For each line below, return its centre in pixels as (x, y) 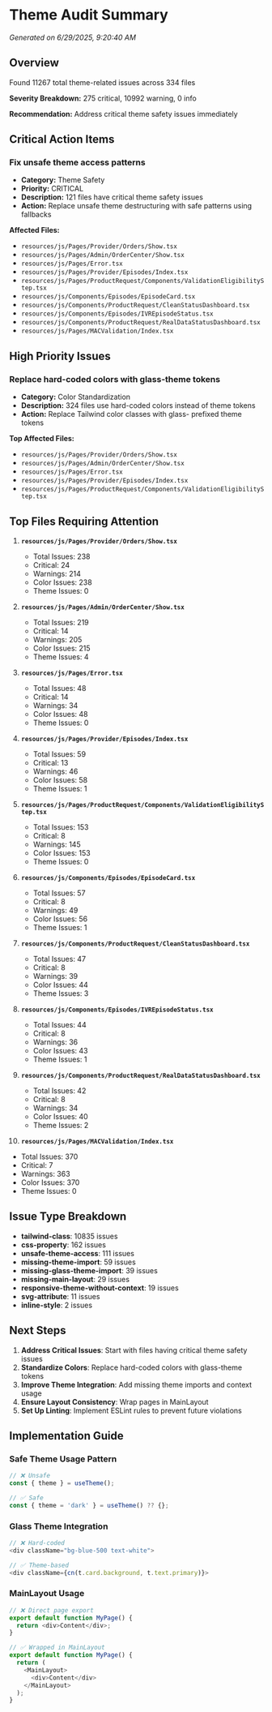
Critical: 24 (51, 564)
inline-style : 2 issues (56, 1305)
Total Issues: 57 (59, 893)
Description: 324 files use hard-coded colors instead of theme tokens (138, 405)
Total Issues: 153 (61, 827)
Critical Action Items (62, 139)
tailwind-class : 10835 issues (69, 1236)
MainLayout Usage (47, 1594)
